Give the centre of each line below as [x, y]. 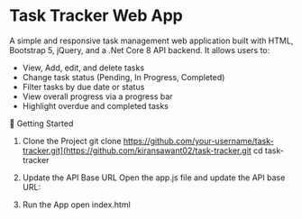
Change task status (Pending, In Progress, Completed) [124, 77]
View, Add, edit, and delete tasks [83, 68]
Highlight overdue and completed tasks [95, 105]
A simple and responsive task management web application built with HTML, [151, 41]
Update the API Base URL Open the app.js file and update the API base [154, 178]
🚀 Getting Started [41, 123]
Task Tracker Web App [96, 16]
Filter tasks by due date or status [83, 87]
